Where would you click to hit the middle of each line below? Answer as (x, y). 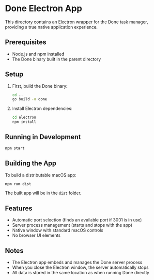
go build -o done (30, 99)
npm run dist (18, 184)
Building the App (31, 163)
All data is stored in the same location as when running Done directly (80, 273)
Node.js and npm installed (38, 54)
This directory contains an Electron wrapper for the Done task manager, (77, 22)
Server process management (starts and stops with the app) (72, 225)
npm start (15, 148)
